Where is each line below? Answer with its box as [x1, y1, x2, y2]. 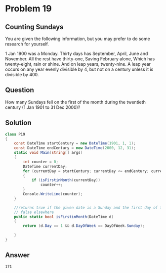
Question [5, 86, 34, 94]
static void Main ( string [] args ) [14, 150, 83, 155]
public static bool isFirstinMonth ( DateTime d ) [14, 214, 114, 219]
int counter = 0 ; [23, 159, 58, 164]
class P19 [5, 132, 26, 136]
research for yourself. [5, 41, 49, 47]
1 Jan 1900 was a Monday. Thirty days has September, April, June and [5, 50, 148, 56]
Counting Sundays [5, 23, 64, 31]
